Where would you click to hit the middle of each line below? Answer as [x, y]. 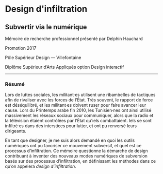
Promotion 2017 [21, 48]
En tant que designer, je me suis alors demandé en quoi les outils [70, 140]
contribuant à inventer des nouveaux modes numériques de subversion [76, 156]
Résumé [15, 84]
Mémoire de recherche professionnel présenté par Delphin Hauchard [74, 39]
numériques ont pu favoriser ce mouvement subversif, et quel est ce [73, 146]
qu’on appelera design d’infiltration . [41, 166]
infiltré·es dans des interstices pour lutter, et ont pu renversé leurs [71, 126]
